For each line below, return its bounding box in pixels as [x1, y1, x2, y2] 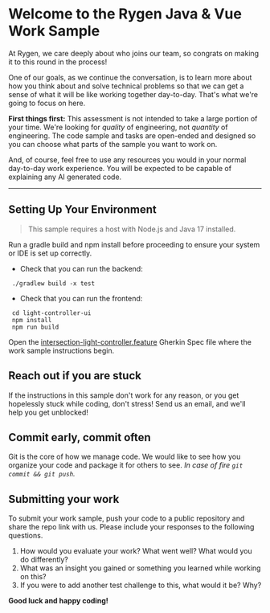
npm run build [11, 323, 59, 331]
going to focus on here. [8, 98, 86, 108]
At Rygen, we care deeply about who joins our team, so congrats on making [8, 48, 260, 58]
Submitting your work [8, 492, 120, 506]
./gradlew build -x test [11, 279, 95, 288]
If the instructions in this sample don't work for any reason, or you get [8, 390, 239, 400]
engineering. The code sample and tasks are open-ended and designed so [8, 130, 256, 141]
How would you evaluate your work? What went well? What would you [19, 546, 253, 556]
